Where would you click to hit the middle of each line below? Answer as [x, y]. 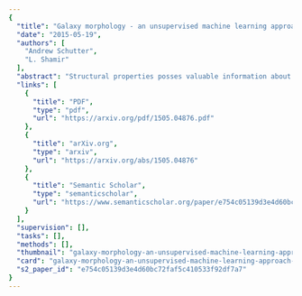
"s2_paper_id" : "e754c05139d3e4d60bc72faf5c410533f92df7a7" [132, 270]
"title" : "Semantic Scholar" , [89, 186]
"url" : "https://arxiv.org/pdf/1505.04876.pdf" [124, 118]
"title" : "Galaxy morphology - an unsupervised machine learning [142, 26]
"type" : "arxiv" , [65, 152]
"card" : [31, 261]
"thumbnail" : [41, 253]
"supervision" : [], [53, 227]
